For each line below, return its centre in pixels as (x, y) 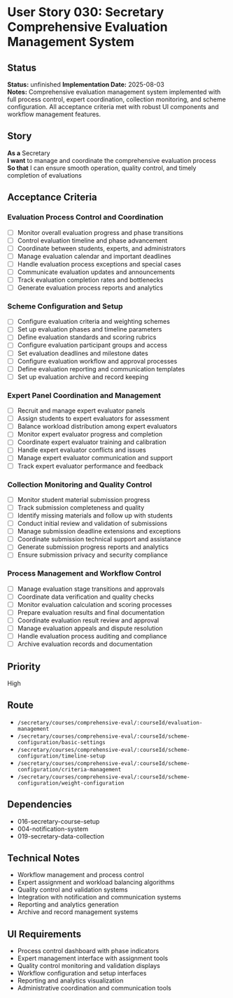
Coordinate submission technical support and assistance (99, 539)
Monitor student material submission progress (84, 499)
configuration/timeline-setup (62, 756)
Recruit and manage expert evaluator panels (81, 411)
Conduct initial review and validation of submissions (92, 523)
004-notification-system (53, 829)
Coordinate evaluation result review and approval (88, 620)
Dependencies (40, 805)
